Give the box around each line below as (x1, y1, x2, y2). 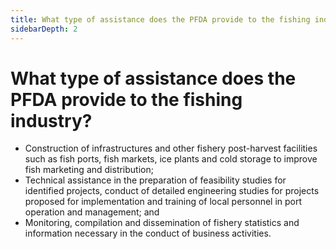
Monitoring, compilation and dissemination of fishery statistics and (24, 217, 300, 229)
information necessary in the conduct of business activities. (24, 227, 272, 240)
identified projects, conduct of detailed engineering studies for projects (24, 185, 320, 197)
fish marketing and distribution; (24, 164, 154, 176)
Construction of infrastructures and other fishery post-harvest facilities (24, 142, 318, 155)
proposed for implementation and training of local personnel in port (24, 196, 303, 208)
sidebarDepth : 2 (10, 24, 78, 34)
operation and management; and (24, 206, 160, 218)
